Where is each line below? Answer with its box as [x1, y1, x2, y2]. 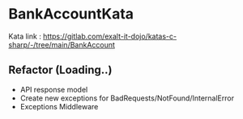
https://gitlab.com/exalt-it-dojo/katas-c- [43, 31, 177, 41]
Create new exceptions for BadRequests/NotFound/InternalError [19, 93, 235, 103]
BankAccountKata [8, 5, 134, 23]
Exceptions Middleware [19, 101, 99, 111]
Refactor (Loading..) [8, 64, 113, 77]
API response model [19, 84, 88, 94]
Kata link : [8, 31, 42, 41]
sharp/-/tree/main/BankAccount [8, 39, 116, 49]
